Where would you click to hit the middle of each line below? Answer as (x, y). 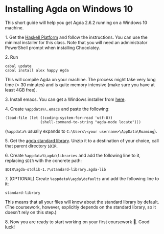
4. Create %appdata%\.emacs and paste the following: (57, 109)
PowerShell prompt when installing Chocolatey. (53, 47)
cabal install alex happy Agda (37, 70)
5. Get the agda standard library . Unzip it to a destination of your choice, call (82, 140)
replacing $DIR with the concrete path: (44, 161)
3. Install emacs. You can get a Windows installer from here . (66, 99)
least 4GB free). (21, 90)
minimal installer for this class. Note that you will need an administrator (76, 42)
